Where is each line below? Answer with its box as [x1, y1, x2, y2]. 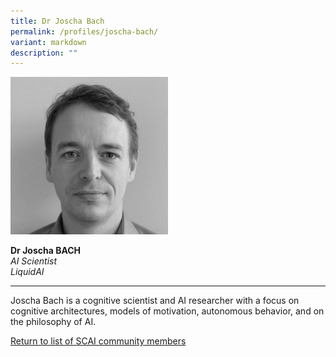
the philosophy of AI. [10, 316, 97, 328]
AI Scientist [10, 255, 58, 267]
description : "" [10, 48, 78, 58]
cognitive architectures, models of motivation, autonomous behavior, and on [10, 305, 325, 317]
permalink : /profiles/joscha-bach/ [10, 26, 159, 37]
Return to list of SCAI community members [10, 335, 187, 347]
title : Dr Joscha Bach [10, 16, 105, 26]
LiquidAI [10, 266, 45, 278]
